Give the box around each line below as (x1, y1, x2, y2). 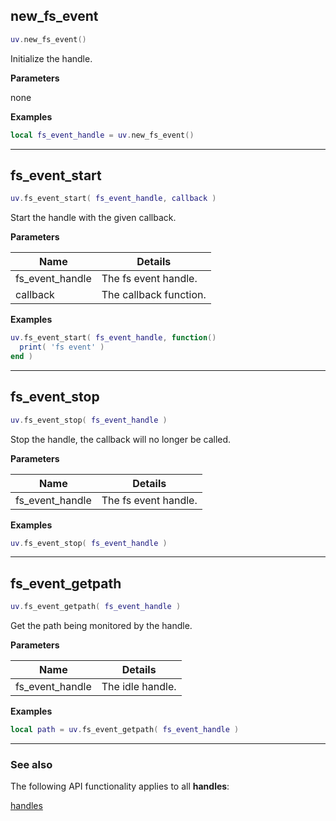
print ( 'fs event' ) (19, 342, 105, 353)
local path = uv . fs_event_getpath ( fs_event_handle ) (10, 725, 240, 735)
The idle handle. (101, 680, 177, 694)
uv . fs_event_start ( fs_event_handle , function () (10, 333, 217, 343)
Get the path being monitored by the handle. (10, 620, 193, 632)
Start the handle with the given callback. (10, 212, 177, 224)
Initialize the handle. (10, 52, 93, 64)
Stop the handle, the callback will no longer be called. (10, 433, 232, 445)
